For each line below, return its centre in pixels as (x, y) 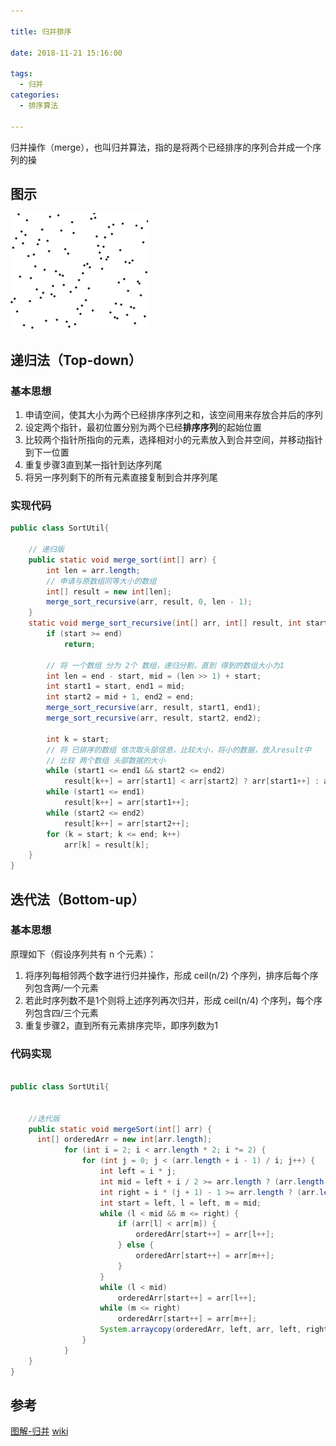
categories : (35, 95)
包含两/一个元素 (66, 987)
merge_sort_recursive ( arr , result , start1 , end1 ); (154, 708)
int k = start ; (78, 739)
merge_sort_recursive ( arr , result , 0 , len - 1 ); (149, 602)
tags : (21, 74)
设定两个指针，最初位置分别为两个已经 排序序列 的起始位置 (143, 427)
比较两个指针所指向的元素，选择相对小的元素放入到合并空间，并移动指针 (173, 439)
